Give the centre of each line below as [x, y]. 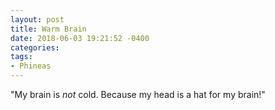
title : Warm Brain [48, 29]
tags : [21, 57]
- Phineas [31, 66]
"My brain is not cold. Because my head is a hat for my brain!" [138, 94]
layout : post [37, 19]
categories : [35, 47]
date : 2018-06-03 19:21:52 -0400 [80, 38]
